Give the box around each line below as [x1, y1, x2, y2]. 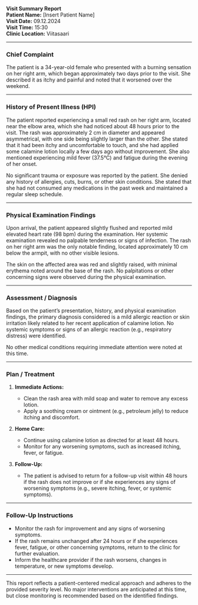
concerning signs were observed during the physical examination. [6, 273, 167, 280]
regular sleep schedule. [6, 190, 64, 197]
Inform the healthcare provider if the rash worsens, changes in [14, 556, 167, 563]
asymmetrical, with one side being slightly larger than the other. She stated [6, 135, 188, 142]
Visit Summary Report [6, 5, 62, 12]
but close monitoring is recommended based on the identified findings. [6, 592, 179, 599]
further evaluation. [14, 549, 60, 557]
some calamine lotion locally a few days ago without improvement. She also [6, 148, 190, 155]
